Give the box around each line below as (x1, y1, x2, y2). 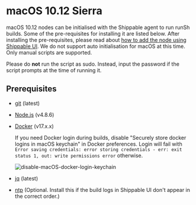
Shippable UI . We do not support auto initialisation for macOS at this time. (6, 43, 185, 50)
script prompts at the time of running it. (6, 66, 102, 73)
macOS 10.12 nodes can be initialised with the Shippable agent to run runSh (6, 24, 190, 31)
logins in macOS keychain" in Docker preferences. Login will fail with (14, 140, 182, 148)
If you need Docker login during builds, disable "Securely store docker (14, 134, 187, 141)
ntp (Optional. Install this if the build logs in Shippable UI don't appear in (14, 186, 191, 193)
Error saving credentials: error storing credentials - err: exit (14, 146, 182, 152)
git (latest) (14, 100, 40, 107)
